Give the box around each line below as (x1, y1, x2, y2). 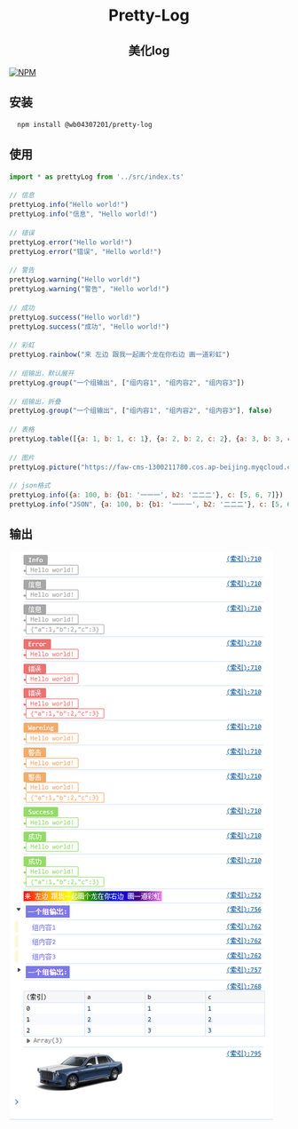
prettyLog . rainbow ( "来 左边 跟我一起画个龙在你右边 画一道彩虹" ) (9, 350, 231, 360)
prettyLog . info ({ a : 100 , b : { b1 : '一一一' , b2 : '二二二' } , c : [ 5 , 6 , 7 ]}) (9, 490, 284, 500)
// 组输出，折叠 (9, 397, 61, 406)
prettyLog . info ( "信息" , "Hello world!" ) (9, 210, 158, 219)
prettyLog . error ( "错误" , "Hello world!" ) (9, 247, 162, 256)
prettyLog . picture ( (9, 463, 82, 472)
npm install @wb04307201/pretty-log (17, 120, 153, 129)
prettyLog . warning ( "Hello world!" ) (9, 275, 141, 284)
